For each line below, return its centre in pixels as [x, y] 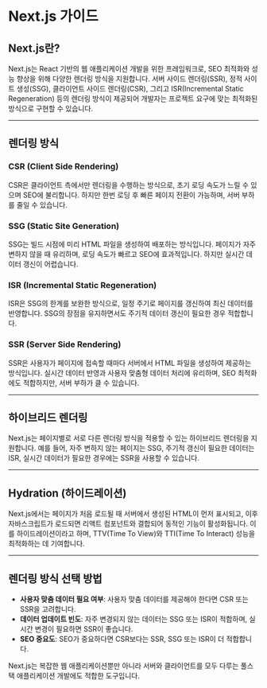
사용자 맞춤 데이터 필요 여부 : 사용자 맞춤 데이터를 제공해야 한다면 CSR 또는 [134, 599]
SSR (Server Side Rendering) [65, 344]
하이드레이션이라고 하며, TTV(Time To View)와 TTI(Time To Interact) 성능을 [136, 534]
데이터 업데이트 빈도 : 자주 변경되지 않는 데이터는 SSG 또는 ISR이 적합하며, [133, 619]
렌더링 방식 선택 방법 [55, 579]
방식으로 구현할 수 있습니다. [51, 109]
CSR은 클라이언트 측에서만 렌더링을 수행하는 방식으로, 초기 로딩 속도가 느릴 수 [128, 185]
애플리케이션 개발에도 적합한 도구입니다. [78, 676]
